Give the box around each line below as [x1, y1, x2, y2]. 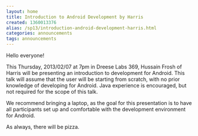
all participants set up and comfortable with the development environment [6, 106, 186, 113]
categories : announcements [6, 30, 72, 36]
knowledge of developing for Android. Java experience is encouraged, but [6, 82, 187, 89]
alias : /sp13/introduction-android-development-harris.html [6, 25, 157, 31]
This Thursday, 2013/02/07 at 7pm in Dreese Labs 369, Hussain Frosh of [6, 63, 182, 70]
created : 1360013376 [6, 19, 57, 25]
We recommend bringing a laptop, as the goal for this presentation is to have [6, 100, 192, 106]
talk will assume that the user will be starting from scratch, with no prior [6, 76, 180, 83]
